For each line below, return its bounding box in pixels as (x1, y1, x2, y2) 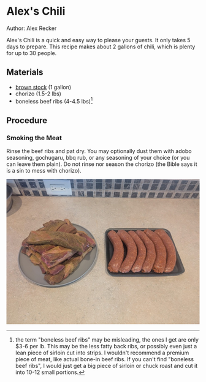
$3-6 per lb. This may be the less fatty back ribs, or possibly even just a (15, 343, 197, 350)
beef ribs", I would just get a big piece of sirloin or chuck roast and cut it (15, 362, 198, 370)
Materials (6, 67, 44, 78)
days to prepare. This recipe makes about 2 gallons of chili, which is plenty (6, 43, 196, 50)
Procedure (6, 115, 48, 125)
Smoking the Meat (6, 133, 63, 142)
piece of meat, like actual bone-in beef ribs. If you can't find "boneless (15, 356, 194, 363)
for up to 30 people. (6, 49, 57, 56)
